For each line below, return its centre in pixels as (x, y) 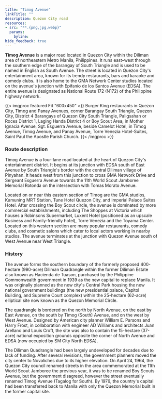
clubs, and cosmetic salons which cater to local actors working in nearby (78, 231)
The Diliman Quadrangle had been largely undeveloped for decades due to (79, 350)
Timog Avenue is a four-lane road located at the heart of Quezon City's (76, 160)
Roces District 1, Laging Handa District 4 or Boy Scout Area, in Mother (74, 121)
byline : (21, 37)
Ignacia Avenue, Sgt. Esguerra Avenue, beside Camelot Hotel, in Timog (76, 126)
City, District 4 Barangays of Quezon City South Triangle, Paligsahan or (76, 116)
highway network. (23, 96)
